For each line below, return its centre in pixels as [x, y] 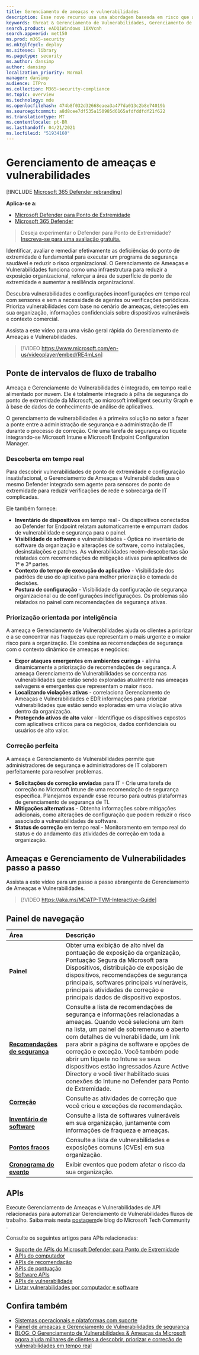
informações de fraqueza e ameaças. [118, 1130]
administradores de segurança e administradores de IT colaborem [87, 765]
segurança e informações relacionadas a [123, 1014]
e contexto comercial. [33, 319]
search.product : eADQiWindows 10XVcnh [54, 28]
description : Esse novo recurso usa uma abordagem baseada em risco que [98, 17]
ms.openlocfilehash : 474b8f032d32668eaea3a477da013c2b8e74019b [86, 106]
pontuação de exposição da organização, [123, 953]
